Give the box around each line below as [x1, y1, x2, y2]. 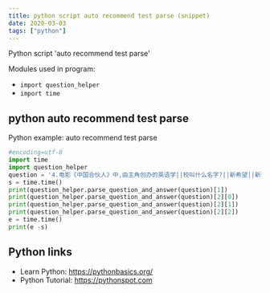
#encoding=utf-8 [8, 149, 63, 157]
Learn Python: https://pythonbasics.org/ [19, 267, 153, 276]
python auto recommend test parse [8, 112, 189, 125]
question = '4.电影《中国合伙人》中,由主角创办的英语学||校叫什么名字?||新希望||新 [8, 170, 261, 179]
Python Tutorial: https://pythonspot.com [19, 275, 153, 285]
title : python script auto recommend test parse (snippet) [8, 11, 211, 20]
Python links [8, 246, 72, 259]
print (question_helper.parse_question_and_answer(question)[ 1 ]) [8, 185, 228, 193]
